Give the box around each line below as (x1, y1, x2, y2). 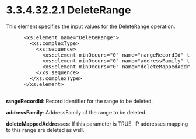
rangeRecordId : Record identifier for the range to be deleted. (6, 98, 153, 105)
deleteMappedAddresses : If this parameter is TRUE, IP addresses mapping (6, 120, 188, 127)
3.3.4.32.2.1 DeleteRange (6, 4, 131, 17)
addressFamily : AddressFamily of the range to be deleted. (6, 109, 147, 116)
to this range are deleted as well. (6, 126, 85, 133)
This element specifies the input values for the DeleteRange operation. (6, 23, 176, 30)
